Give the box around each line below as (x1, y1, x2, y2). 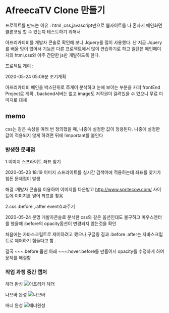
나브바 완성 (5, 292, 27, 298)
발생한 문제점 (5, 146, 35, 153)
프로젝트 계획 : (5, 63, 34, 69)
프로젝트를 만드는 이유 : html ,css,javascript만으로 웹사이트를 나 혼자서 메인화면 (5, 22, 162, 28)
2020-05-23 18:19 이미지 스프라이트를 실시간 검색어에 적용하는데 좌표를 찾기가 (5, 169, 161, 175)
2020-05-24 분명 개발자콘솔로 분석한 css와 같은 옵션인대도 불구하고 (5, 214, 141, 220)
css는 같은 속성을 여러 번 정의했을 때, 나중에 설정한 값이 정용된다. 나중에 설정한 (5, 126, 160, 132)
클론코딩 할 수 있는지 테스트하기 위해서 (5, 28, 81, 34)
